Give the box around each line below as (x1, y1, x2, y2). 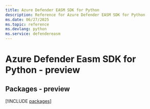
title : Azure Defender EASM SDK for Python (5, 7, 100, 13)
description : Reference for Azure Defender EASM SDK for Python (5, 12, 145, 17)
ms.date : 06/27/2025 (5, 17, 50, 22)
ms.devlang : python (5, 27, 47, 32)
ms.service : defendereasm (5, 31, 60, 36)
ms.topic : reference (5, 21, 50, 27)
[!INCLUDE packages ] (5, 98, 52, 104)
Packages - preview (5, 84, 70, 93)
